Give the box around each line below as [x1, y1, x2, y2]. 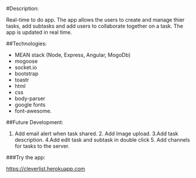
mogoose [14, 58, 38, 64]
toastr [14, 76, 29, 83]
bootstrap [14, 70, 39, 77]
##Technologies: [6, 40, 47, 47]
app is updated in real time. [6, 29, 72, 36]
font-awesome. [14, 108, 52, 114]
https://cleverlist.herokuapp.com [6, 165, 85, 172]
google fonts [14, 101, 46, 108]
